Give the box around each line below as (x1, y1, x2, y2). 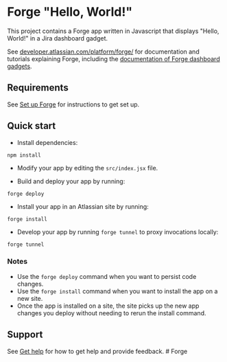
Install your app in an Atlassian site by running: (16, 202, 149, 210)
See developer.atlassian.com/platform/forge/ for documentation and (7, 47, 200, 56)
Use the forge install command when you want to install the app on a (16, 286, 218, 295)
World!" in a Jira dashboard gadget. (7, 34, 108, 42)
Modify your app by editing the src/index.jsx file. (16, 163, 158, 172)
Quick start (7, 120, 56, 132)
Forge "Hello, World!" (7, 4, 132, 20)
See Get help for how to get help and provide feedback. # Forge (7, 347, 188, 355)
